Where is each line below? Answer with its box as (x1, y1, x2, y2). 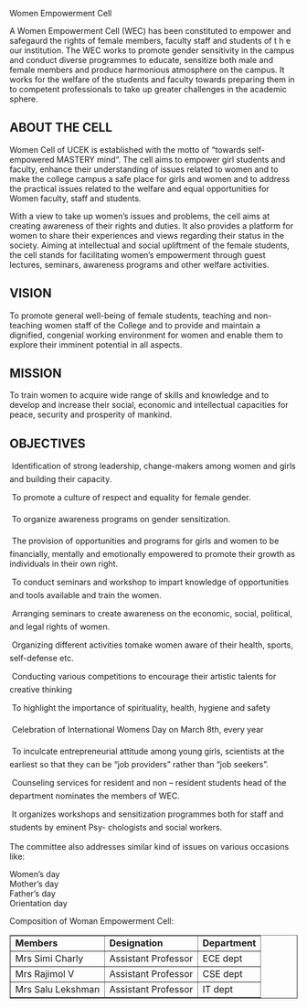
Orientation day (9, 898, 69, 909)
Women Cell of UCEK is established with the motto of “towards (9, 144, 246, 155)
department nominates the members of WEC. (9, 790, 180, 801)
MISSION (9, 366, 62, 381)
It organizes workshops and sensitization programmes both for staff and (11, 809, 284, 820)
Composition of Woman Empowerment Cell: (9, 916, 175, 927)
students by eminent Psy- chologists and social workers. (9, 822, 223, 833)
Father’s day (9, 888, 57, 899)
